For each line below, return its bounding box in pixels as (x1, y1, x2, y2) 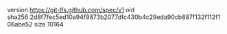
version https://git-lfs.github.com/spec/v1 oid (7, 6, 135, 14)
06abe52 (7, 20, 33, 28)
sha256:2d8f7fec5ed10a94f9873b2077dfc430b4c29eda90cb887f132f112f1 (7, 13, 221, 21)
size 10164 (34, 20, 64, 28)
